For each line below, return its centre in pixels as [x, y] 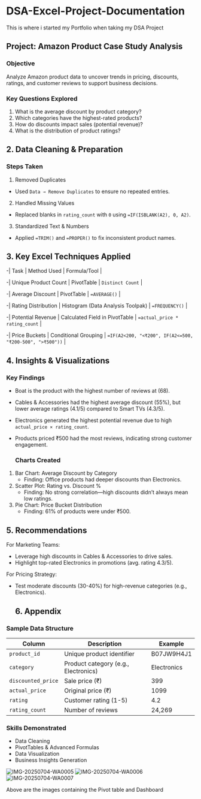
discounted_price [34, 681]
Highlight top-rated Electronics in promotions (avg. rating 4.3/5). [94, 563]
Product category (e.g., [97, 664]
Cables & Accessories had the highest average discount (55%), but [98, 402]
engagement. [31, 445]
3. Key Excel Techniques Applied [68, 257]
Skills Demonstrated [36, 728]
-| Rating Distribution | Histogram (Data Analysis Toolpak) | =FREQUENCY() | [97, 306]
